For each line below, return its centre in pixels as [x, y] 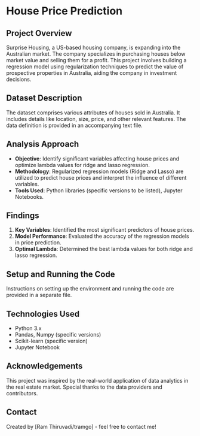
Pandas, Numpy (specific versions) [58, 335]
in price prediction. [38, 243]
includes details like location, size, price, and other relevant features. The [96, 119]
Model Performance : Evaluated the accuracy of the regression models [102, 236]
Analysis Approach [43, 144]
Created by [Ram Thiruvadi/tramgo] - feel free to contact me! [81, 426]
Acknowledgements [44, 366]
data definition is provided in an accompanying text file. [75, 125]
